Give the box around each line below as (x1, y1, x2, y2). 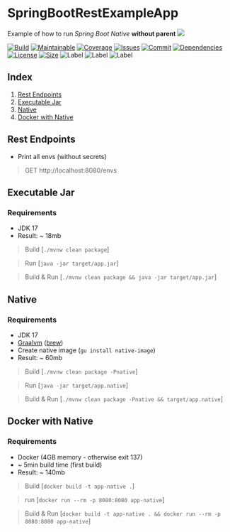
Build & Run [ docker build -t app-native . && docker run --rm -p (24, 509, 222, 518)
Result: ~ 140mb (17, 467, 66, 477)
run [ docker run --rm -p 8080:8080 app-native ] (24, 495, 165, 504)
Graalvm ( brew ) (17, 338, 64, 347)
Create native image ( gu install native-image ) (17, 346, 156, 354)
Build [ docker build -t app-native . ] (24, 482, 135, 490)
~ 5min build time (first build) (17, 460, 103, 469)
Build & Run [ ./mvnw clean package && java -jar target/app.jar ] (24, 273, 217, 281)
